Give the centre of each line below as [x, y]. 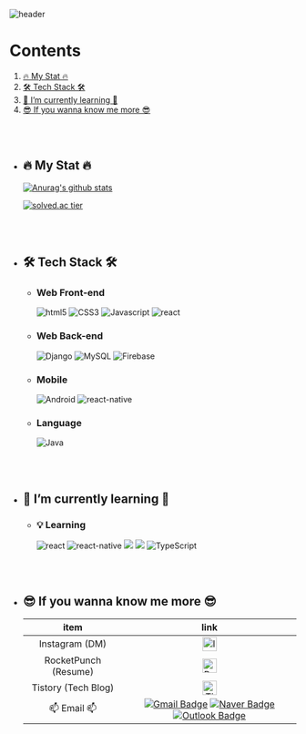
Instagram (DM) [73, 644]
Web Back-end [70, 336]
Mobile [52, 380]
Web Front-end [71, 293]
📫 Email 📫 [73, 709]
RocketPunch [73, 660]
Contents [46, 51]
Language [59, 423]
